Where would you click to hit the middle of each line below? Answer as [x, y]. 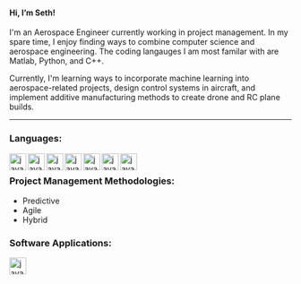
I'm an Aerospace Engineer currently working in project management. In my [149, 32]
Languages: [36, 139]
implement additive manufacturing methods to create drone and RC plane [145, 98]
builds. [21, 107]
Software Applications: [60, 243]
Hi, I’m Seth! [32, 13]
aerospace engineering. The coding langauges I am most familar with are [144, 52]
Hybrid [35, 219]
